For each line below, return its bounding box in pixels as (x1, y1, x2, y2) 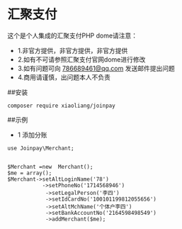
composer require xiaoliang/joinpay (7, 102, 115, 109)
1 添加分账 (17, 130, 47, 139)
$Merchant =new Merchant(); (7, 163, 93, 170)
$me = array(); (7, 169, 52, 177)
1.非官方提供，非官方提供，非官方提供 (17, 46, 128, 55)
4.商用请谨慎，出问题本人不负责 (17, 72, 111, 82)
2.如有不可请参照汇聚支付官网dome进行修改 (17, 55, 146, 64)
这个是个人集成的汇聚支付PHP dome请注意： (7, 31, 138, 40)
